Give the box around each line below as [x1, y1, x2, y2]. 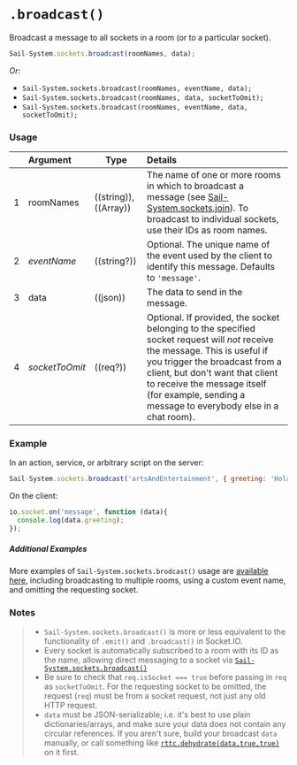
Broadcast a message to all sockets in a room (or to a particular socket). [9, 32, 271, 42]
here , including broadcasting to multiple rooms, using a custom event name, [9, 575, 286, 585]
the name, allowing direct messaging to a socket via [43, 654, 233, 665]
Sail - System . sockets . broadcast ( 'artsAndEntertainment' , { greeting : [9, 475, 267, 484]
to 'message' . [147, 272, 202, 284]
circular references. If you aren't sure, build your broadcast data [43, 728, 278, 739]
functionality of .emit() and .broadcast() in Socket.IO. [43, 636, 243, 646]
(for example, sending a [147, 389, 246, 402]
